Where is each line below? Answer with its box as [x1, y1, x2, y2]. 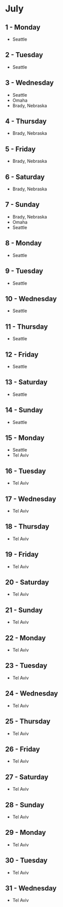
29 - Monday [5, 828, 46, 837]
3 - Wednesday [5, 79, 54, 87]
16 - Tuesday [5, 467, 46, 475]
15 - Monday [5, 433, 45, 442]
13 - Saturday [5, 378, 47, 386]
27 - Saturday [5, 773, 48, 781]
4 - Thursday [5, 117, 47, 126]
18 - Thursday [5, 522, 49, 531]
